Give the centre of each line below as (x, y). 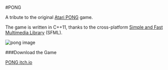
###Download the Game (31, 52)
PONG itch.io (19, 62)
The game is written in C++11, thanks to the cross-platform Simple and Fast (84, 27)
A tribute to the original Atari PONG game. (49, 17)
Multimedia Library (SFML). (34, 32)
